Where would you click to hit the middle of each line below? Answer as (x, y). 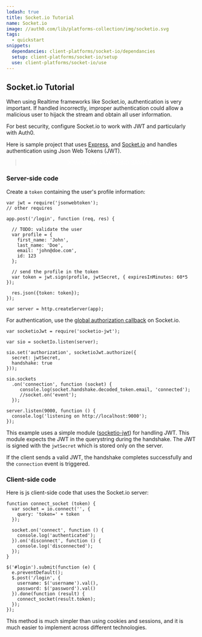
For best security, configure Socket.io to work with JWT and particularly (96, 126)
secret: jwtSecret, (36, 358)
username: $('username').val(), (58, 583)
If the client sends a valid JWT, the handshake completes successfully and (99, 457)
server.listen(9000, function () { (51, 411)
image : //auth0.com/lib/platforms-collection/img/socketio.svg (88, 29)
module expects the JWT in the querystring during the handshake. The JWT (101, 439)
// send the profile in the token (55, 272)
